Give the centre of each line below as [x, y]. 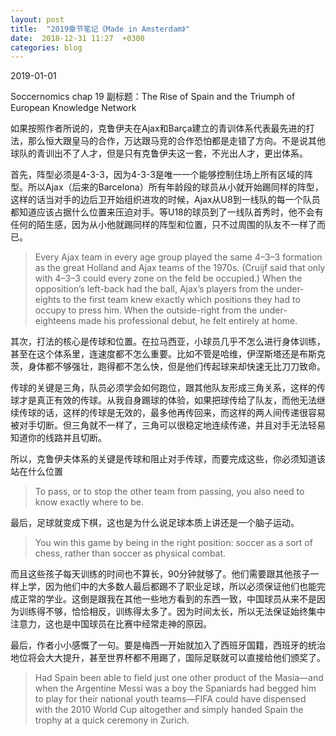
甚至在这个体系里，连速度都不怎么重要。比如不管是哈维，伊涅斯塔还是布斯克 [168, 354]
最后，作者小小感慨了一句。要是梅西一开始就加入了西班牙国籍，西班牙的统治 [168, 645]
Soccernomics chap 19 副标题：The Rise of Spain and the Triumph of [153, 97]
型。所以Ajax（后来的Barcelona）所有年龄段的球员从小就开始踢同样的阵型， [167, 187]
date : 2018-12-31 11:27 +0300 [77, 38]
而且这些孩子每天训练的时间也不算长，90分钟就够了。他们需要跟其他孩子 [160, 574]
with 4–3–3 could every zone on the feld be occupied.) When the [168, 278]
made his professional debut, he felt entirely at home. [188, 321]
